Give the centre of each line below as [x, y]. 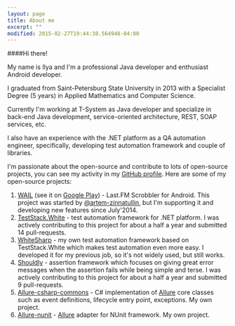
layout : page [26, 14]
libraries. [20, 153]
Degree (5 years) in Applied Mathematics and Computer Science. [101, 96]
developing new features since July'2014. [78, 210]
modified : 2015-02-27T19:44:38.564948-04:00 [73, 33]
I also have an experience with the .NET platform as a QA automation [106, 138]
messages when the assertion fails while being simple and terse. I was [119, 270]
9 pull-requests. [40, 285]
